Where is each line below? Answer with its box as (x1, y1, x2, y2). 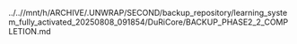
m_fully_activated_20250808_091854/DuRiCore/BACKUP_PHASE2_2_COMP (8, 17, 289, 27)
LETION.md (8, 26, 51, 36)
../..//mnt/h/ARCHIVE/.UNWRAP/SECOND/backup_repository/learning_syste (8, 8, 288, 18)
